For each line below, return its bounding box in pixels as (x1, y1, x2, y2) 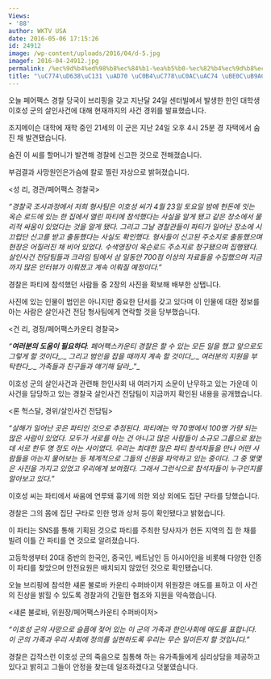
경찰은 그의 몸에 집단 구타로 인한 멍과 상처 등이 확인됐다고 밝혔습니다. (8, 507, 226, 518)
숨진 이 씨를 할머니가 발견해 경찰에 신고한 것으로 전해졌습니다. (8, 150, 202, 159)
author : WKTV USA (8, 27, 67, 35)
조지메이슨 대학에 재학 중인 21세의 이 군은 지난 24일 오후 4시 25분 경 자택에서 (8, 122, 252, 132)
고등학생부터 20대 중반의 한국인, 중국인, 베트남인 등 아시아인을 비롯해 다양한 (8, 552, 248, 562)
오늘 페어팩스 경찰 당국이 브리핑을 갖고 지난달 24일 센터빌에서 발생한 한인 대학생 (8, 95, 261, 105)
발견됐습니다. (25, 133, 67, 142)
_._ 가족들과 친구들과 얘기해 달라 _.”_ (27, 361, 140, 371)
